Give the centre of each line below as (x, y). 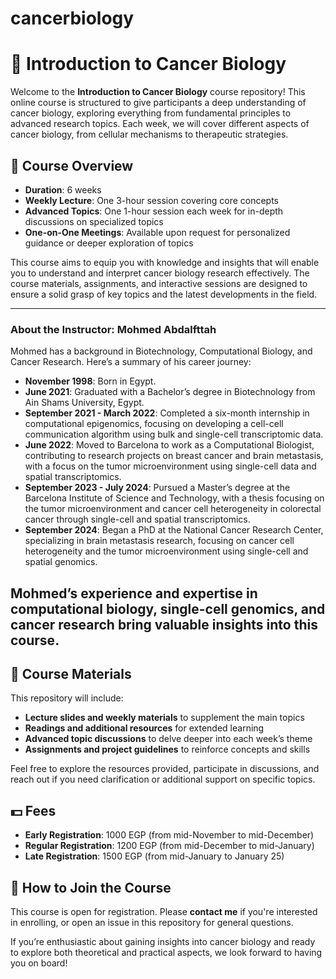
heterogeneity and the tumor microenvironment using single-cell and (166, 551)
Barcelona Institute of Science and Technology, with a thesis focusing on (174, 498)
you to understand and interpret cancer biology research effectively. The (160, 273)
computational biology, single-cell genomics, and (168, 608)
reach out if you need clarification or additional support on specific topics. (163, 779)
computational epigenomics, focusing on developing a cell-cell (154, 424)
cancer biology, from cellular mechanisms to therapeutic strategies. (149, 134)
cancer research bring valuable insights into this (164, 624)
